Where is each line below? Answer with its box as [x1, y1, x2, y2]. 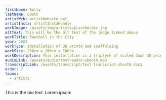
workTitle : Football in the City [5, 35, 74, 40]
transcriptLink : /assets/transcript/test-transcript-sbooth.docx [5, 62, 142, 67]
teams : [5, 71, 19, 76]
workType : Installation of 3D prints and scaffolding [5, 44, 119, 49]
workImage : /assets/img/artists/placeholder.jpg [5, 26, 107, 31]
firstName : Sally [5, 7, 41, 12]
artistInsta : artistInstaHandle [5, 21, 72, 26]
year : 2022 [5, 39, 28, 44]
